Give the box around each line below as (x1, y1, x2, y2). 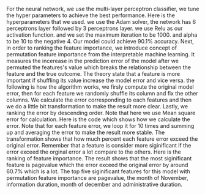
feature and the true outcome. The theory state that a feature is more (6, 70, 181, 77)
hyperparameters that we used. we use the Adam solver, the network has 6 (6, 18, 196, 25)
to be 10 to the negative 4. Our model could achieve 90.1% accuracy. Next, (6, 38, 194, 45)
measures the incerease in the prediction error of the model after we (6, 58, 179, 64)
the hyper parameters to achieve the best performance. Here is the (6, 12, 176, 19)
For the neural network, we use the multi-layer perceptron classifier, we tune (6, 6, 199, 12)
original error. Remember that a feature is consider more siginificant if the (6, 142, 192, 149)
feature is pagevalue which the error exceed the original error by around (6, 162, 188, 168)
